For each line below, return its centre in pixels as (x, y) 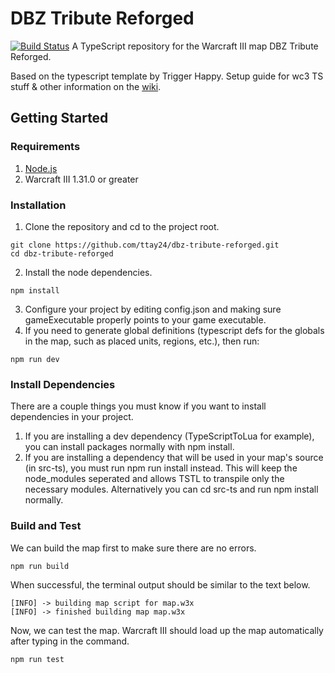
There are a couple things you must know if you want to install (138, 406)
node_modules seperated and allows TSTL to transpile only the (154, 479)
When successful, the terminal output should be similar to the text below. (160, 584)
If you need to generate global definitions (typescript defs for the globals (174, 330)
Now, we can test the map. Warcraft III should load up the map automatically (167, 630)
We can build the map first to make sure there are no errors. (133, 548)
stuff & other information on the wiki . (86, 86)
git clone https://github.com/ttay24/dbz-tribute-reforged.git (145, 245)
